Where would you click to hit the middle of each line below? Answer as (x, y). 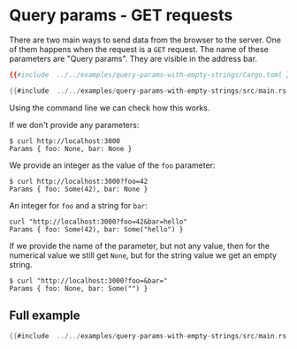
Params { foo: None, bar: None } (71, 148)
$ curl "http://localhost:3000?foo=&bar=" (88, 281)
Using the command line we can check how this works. (110, 108)
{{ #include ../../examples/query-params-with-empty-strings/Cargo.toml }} (152, 75)
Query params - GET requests (121, 15)
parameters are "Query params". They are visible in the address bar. (133, 58)
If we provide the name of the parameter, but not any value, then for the (140, 246)
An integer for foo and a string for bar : (78, 205)
